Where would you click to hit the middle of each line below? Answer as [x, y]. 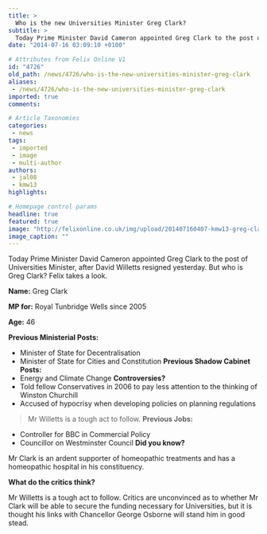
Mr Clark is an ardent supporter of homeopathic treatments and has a [122, 458]
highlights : [28, 193]
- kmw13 [24, 185]
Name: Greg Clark [38, 291]
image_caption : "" [39, 236]
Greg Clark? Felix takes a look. [58, 276]
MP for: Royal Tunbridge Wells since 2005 [77, 306]
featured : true [33, 221]
